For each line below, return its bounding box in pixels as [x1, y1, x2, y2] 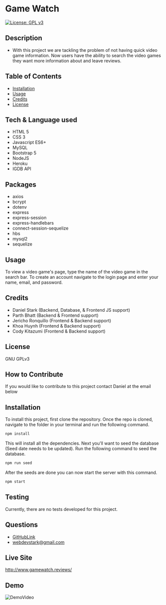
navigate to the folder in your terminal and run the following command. [5, 422, 150, 428]
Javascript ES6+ [12, 139, 46, 145]
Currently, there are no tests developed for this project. [5, 506, 118, 512]
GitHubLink [12, 534, 36, 540]
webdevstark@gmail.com [12, 539, 65, 545]
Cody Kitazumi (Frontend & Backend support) [12, 328, 106, 334]
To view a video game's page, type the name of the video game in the [5, 269, 148, 274]
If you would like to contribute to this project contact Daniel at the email [5, 383, 151, 389]
